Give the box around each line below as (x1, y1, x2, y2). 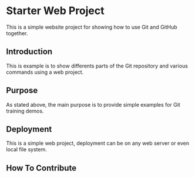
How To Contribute (6, 163, 77, 173)
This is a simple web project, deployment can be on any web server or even (6, 139, 190, 147)
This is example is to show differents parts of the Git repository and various (6, 62, 188, 69)
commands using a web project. (6, 69, 84, 76)
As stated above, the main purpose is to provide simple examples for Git (6, 101, 180, 108)
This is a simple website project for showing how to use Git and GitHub (6, 23, 177, 30)
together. (6, 29, 28, 36)
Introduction (6, 47, 53, 57)
